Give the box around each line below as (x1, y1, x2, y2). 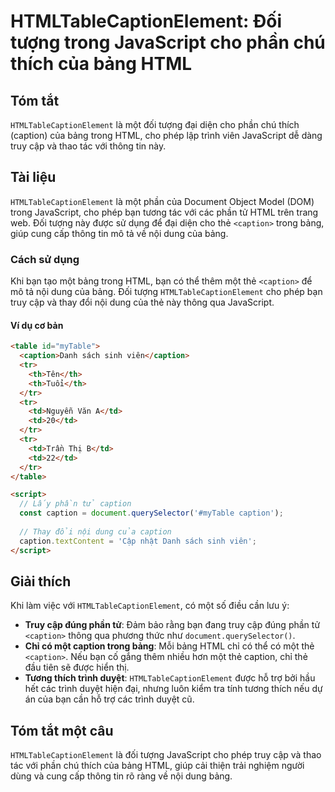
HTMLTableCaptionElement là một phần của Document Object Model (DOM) (10, 195, 315, 207)
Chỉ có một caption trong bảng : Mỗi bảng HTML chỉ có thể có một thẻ (24, 640, 315, 652)
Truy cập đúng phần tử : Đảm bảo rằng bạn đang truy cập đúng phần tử (24, 619, 321, 631)
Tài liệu (10, 169, 57, 186)
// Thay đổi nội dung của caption (19, 526, 172, 537)
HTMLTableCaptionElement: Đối (10, 10, 283, 33)
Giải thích (10, 573, 72, 590)
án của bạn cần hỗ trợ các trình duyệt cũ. (24, 693, 195, 705)
